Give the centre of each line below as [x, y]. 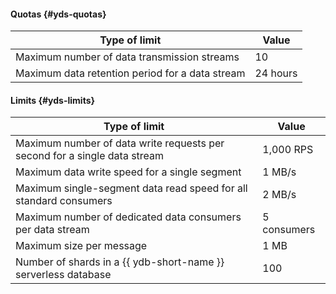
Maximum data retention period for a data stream [130, 73]
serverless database [63, 275]
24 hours [276, 73]
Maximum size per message [81, 246]
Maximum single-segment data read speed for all [131, 188]
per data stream [52, 230]
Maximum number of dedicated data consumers [128, 217]
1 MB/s [279, 172]
